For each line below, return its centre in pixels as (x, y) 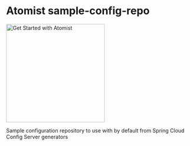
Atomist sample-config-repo (78, 11)
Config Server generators (37, 137)
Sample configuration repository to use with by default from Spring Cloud (95, 130)
